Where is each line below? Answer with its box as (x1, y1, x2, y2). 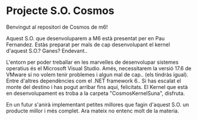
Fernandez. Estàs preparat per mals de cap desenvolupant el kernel (6, 41, 171, 48)
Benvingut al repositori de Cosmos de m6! (6, 23, 108, 30)
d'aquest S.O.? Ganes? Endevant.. (6, 47, 88, 54)
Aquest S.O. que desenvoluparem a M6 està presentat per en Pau (6, 35, 165, 42)
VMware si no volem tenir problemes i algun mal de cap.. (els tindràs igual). (6, 71, 189, 78)
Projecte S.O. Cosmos (6, 4, 115, 18)
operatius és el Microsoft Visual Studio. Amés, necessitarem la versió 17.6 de (6, 64, 192, 71)
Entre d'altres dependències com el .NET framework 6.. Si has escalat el (6, 77, 181, 84)
